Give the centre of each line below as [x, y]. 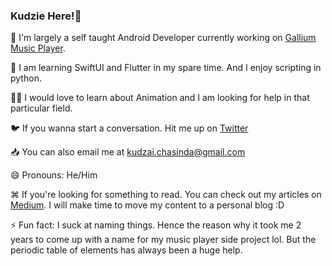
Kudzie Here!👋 [46, 16]
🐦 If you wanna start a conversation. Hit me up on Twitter [129, 128]
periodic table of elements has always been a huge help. [126, 250]
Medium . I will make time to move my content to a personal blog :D [147, 205]
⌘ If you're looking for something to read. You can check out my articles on [166, 195]
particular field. [41, 108]
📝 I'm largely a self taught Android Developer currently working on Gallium [163, 38]
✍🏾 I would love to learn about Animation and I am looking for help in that [160, 98]
